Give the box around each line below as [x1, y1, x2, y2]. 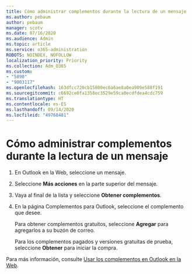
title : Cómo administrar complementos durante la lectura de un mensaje [6, 8, 187, 15]
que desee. [14, 209, 42, 217]
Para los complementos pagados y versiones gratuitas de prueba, [14, 238, 173, 245]
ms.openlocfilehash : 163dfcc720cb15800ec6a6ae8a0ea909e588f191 [6, 85, 163, 91]
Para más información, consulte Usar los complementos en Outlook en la [6, 256, 181, 263]
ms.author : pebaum [6, 14, 51, 20]
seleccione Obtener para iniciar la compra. [14, 244, 118, 252]
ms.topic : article [6, 42, 51, 47]
